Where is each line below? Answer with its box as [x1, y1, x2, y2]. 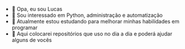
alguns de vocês [11, 37, 52, 43]
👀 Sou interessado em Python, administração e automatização [11, 12, 163, 19]
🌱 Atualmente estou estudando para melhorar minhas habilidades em [11, 18, 180, 24]
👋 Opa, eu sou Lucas [11, 6, 63, 12]
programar [11, 24, 38, 31]
